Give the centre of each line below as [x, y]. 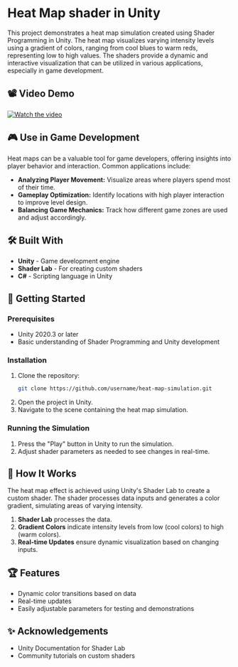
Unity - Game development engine [69, 261]
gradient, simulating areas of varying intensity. [75, 506]
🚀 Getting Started [47, 299]
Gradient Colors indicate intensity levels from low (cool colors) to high [120, 527]
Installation [27, 360]
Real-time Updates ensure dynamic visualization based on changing [118, 542]
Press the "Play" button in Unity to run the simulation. [96, 444]
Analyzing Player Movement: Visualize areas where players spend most [124, 180]
